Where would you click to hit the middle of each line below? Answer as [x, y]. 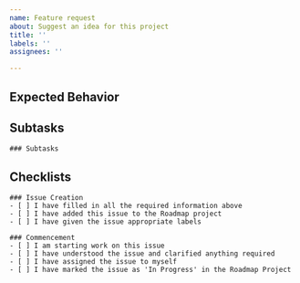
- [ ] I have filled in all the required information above [126, 206]
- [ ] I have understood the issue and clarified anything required [142, 254]
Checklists [41, 177]
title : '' [28, 35]
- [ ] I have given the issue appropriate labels [106, 222]
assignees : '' [36, 52]
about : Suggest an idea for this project [89, 26]
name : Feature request [52, 18]
